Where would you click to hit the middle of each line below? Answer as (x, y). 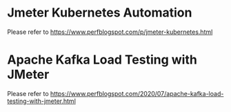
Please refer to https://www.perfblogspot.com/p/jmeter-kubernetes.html (110, 32)
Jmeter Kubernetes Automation (100, 13)
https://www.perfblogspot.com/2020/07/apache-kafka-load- (137, 93)
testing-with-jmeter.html (41, 101)
